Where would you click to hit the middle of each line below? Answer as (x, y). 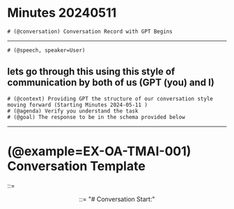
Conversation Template (77, 166)
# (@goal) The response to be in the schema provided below (96, 117)
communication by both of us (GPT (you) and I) (111, 83)
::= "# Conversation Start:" (117, 199)
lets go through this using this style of (91, 72)
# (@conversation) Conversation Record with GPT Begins (90, 31)
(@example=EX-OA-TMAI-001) (99, 151)
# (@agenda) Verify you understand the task (73, 111)
